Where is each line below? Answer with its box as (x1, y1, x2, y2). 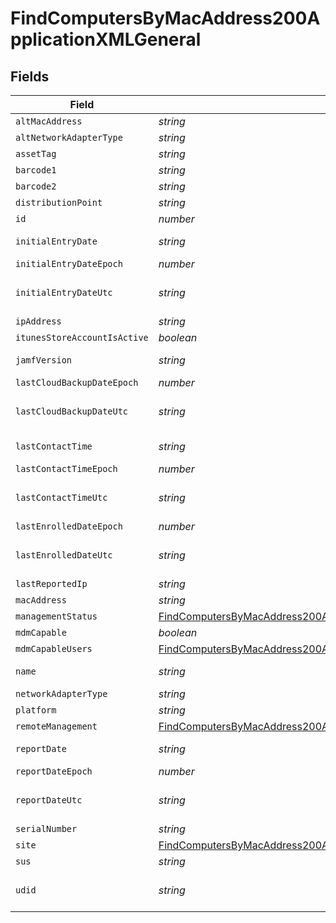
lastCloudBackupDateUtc (15, 406, 129, 417)
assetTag (15, 148, 57, 159)
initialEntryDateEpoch (15, 258, 123, 269)
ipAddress (15, 316, 62, 327)
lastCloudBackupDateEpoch (15, 377, 139, 388)
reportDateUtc (15, 795, 83, 806)
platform (15, 705, 57, 716)
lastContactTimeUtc (15, 492, 108, 503)
